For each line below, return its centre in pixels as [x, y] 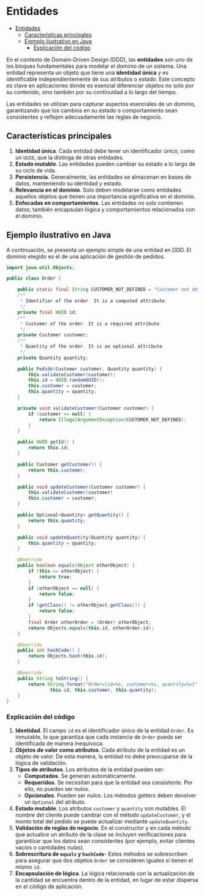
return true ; [55, 577]
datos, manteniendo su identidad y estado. [69, 183]
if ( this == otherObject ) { [64, 571]
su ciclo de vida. [36, 170]
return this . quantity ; [57, 520]
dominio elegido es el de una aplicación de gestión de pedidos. [86, 256]
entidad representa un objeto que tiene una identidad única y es [88, 72]
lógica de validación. [41, 763]
